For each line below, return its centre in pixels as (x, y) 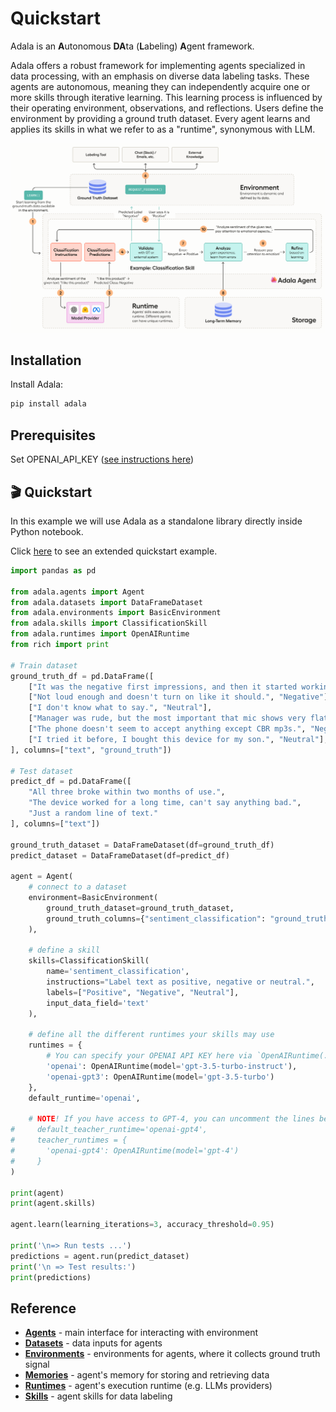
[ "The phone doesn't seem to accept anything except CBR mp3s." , (167, 729)
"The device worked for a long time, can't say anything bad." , (165, 803)
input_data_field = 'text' (98, 1003)
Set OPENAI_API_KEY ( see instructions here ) (102, 459)
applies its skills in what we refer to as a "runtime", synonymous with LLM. (163, 129)
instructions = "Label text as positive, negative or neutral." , (180, 982)
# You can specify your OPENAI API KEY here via (149, 1056)
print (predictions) (51, 1277)
